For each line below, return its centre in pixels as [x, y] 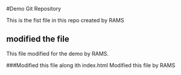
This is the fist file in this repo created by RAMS [65, 20]
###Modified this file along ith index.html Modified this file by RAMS [91, 65]
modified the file [38, 39]
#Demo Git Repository [34, 9]
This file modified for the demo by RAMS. [58, 53]
